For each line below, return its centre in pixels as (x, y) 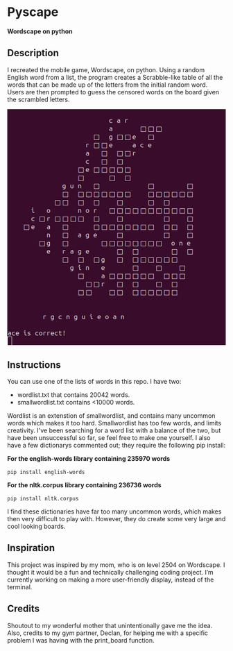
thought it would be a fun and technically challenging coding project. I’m (110, 572)
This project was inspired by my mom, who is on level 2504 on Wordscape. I (116, 565)
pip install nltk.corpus (43, 498)
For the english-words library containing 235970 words (89, 458)
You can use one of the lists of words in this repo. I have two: (94, 381)
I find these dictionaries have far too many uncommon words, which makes (114, 511)
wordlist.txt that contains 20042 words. (74, 395)
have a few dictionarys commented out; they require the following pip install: (116, 445)
